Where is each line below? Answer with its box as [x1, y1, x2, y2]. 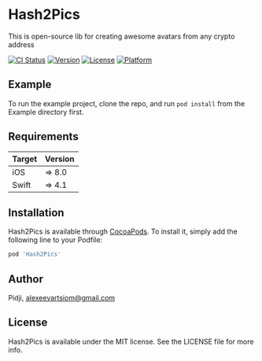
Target [12, 153, 38, 164]
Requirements [8, 130, 79, 143]
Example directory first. [8, 107, 84, 116]
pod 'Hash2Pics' [8, 250, 61, 259]
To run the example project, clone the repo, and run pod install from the [8, 98, 245, 108]
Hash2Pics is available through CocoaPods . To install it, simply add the [8, 227, 238, 237]
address [8, 39, 35, 49]
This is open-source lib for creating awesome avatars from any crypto [8, 31, 235, 41]
